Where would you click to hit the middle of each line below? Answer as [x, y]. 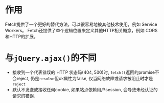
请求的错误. [23, 96]
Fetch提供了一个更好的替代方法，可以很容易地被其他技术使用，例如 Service [81, 24]
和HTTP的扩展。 [22, 36]
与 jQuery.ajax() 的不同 [51, 58]
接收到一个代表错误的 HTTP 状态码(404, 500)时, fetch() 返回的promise [83, 72]
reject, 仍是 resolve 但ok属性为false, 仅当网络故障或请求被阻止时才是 [85, 78]
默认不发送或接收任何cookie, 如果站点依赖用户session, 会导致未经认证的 [85, 89]
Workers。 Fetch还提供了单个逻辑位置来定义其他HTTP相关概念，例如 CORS [81, 30]
